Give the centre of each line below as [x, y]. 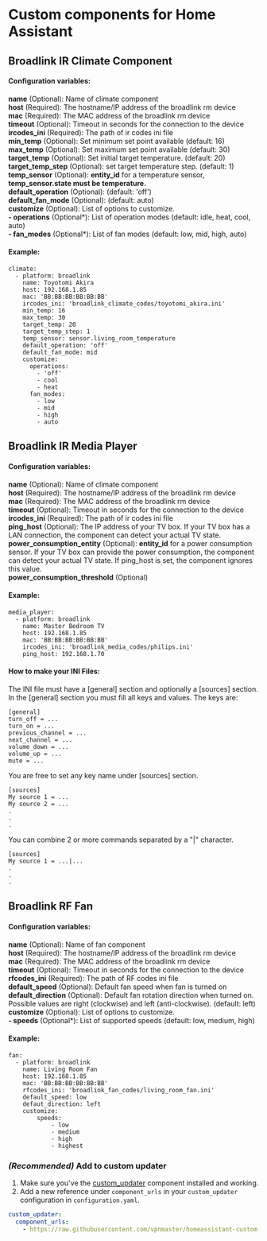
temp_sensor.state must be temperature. [77, 183]
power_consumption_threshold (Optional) [78, 577]
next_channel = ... [41, 740]
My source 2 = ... [39, 804]
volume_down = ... [39, 747]
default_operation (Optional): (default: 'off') [80, 192]
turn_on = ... [32, 726]
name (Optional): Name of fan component [77, 944]
